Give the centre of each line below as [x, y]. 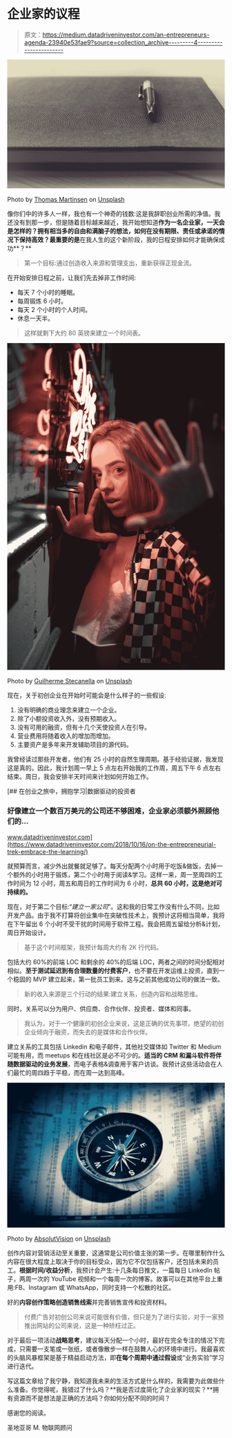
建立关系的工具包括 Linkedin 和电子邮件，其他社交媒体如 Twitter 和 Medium [114, 1047]
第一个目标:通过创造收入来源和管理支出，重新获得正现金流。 [109, 263]
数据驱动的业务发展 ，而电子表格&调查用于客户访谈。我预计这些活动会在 [115, 1064]
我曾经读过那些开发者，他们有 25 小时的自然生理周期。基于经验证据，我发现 [115, 759]
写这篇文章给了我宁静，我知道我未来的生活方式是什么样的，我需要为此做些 [113, 1381]
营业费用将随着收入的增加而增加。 [66, 736]
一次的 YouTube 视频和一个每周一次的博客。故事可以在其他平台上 [124, 1279]
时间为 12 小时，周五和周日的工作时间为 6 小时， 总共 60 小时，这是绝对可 [117, 883]
